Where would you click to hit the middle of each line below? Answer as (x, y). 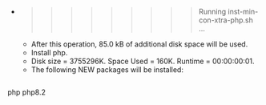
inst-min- (243, 12)
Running (212, 12)
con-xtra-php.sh (226, 20)
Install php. (49, 52)
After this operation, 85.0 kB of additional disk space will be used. (139, 44)
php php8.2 (26, 92)
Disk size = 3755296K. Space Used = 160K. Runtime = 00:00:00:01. (143, 61)
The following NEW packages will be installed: (107, 70)
